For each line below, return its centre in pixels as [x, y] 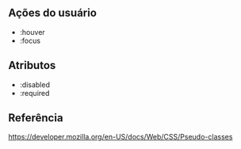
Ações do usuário [53, 13]
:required [34, 93]
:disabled [34, 84]
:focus [30, 40]
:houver [32, 32]
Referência [36, 118]
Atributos [32, 65]
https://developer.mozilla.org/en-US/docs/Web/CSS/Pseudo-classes [120, 137]
